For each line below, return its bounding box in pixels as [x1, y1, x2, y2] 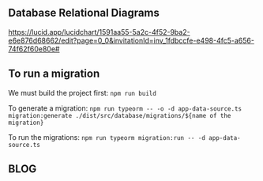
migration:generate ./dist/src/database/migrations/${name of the [8, 111, 231, 119]
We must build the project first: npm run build [8, 88, 156, 97]
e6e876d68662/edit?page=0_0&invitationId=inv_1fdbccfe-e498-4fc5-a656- [8, 36, 255, 45]
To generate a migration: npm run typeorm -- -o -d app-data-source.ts [8, 103, 242, 113]
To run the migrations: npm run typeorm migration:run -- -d [8, 132, 205, 141]
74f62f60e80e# [8, 43, 60, 54]
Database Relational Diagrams [8, 6, 160, 20]
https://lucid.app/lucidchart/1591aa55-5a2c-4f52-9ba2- [8, 27, 191, 36]
